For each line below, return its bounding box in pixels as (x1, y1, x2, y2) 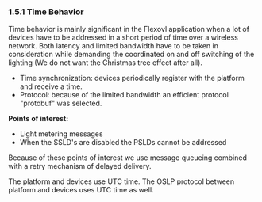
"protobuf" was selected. (19, 98, 102, 109)
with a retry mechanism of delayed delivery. (8, 162, 152, 171)
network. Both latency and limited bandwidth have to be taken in (8, 41, 218, 51)
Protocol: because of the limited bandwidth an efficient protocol (19, 90, 229, 100)
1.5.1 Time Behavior (8, 6, 84, 17)
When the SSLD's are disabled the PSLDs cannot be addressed (19, 138, 227, 147)
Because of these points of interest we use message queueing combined (8, 153, 248, 162)
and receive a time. (19, 82, 83, 91)
